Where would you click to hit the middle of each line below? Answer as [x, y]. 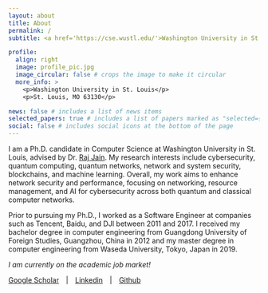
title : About [30, 23]
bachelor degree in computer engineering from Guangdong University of [128, 232]
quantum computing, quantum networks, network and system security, [125, 166]
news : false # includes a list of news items [85, 111]
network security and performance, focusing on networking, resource [123, 183]
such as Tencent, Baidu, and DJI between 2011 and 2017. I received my [124, 224]
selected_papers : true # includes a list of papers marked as [114, 119]
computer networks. [41, 200]
